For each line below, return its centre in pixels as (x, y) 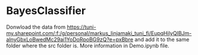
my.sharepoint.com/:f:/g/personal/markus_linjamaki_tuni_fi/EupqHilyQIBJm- (99, 33)
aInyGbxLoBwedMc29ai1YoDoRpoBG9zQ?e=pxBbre (70, 39)
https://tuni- (81, 27)
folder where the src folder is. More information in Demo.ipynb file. (88, 46)
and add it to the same (162, 39)
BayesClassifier (46, 11)
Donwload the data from (36, 27)
